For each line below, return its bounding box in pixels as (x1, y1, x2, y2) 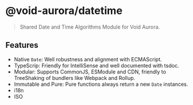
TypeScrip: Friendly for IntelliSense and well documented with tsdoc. (13, 62, 180, 69)
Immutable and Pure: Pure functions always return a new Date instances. (13, 80, 188, 87)
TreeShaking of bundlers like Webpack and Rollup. (13, 74, 135, 81)
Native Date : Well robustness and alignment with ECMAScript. (13, 55, 162, 62)
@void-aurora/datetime (5, 4, 123, 17)
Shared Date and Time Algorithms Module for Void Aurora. (19, 23, 160, 30)
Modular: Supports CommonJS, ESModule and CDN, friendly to (13, 68, 167, 75)
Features (5, 40, 38, 50)
